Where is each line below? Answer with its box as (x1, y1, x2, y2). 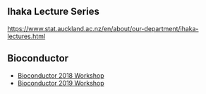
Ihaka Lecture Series (7, 6, 100, 18)
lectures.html (7, 32, 46, 40)
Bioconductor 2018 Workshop (17, 71, 104, 80)
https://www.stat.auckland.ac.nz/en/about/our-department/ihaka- (7, 24, 199, 33)
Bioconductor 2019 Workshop (17, 78, 104, 87)
